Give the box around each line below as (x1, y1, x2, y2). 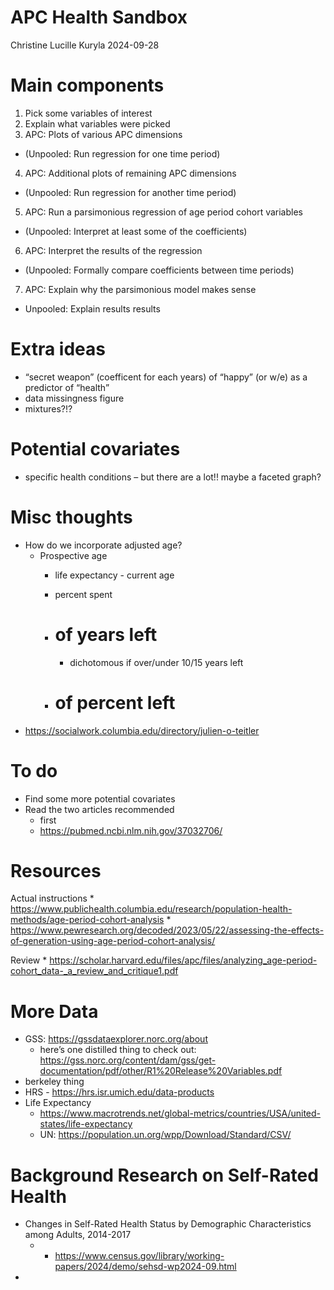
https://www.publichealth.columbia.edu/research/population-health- (10, 903, 293, 915)
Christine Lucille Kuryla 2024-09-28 (10, 39, 160, 51)
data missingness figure (24, 392, 125, 404)
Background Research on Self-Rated (10, 1164, 319, 1186)
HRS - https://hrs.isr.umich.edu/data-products (24, 1086, 215, 1098)
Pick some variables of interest (24, 107, 153, 119)
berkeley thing (24, 1076, 85, 1088)
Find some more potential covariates (24, 792, 176, 805)
